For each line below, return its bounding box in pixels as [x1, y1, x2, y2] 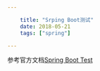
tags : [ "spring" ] [20, 30, 71, 37]
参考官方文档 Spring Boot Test [7, 56, 93, 64]
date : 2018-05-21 [20, 22, 71, 30]
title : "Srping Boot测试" [20, 16, 94, 23]
